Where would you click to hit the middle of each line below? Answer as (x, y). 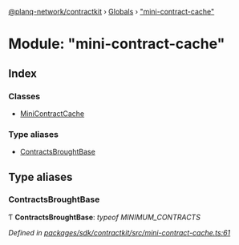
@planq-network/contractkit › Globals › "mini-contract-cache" (111, 12)
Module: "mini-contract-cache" (117, 44)
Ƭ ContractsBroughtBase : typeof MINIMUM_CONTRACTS (104, 217)
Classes (24, 96)
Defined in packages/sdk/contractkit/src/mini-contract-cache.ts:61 (119, 232)
